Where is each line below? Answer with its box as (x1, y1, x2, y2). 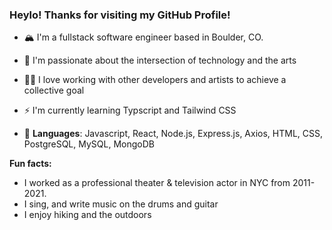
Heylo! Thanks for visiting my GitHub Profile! (9, 8, 231, 22)
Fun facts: (9, 158, 52, 170)
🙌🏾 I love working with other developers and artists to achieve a (23, 74, 287, 86)
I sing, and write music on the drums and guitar (23, 198, 219, 210)
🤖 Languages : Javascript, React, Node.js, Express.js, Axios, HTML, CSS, (23, 128, 324, 140)
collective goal (23, 84, 85, 97)
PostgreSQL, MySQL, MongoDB (23, 138, 155, 150)
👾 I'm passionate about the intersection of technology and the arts (23, 54, 297, 67)
